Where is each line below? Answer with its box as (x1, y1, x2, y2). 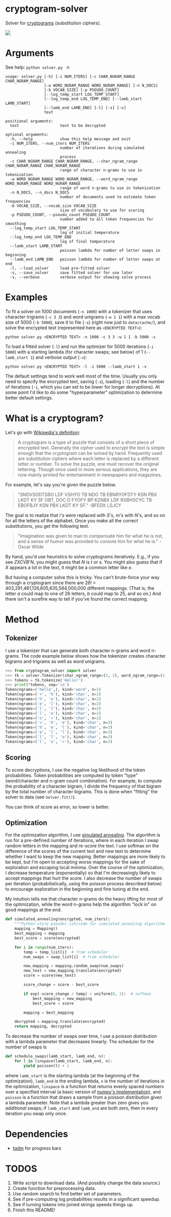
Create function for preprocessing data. (12, 1185, 96, 1191)
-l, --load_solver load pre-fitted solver (10, 265, 110, 271)
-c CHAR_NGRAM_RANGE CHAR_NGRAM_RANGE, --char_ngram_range (10, 158, 138, 164)
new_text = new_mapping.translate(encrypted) (23, 968, 122, 973)
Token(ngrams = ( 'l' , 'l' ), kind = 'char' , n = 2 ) (5, 706, 101, 711)
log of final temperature (60, 239, 115, 244)
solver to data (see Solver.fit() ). (5, 794, 76, 800)
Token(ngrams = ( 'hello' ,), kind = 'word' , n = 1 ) (5, 687, 101, 692)
